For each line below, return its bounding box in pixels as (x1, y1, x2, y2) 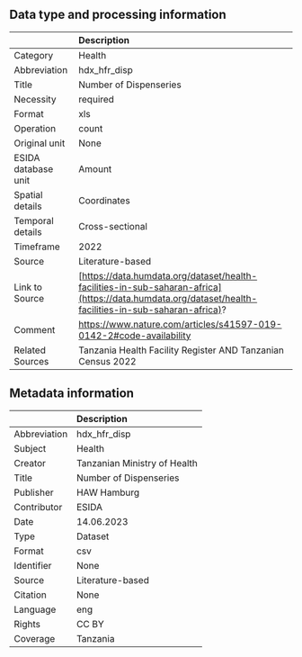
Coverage (13, 632, 56, 644)
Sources (13, 355, 49, 367)
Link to (13, 281, 43, 293)
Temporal (13, 214, 54, 227)
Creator (13, 456, 47, 469)
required (78, 93, 115, 105)
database (13, 162, 54, 175)
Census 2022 (78, 355, 137, 367)
